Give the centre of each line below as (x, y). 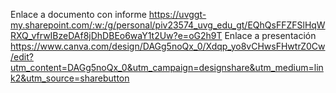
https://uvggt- (177, 14)
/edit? (22, 57)
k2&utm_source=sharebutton (70, 78)
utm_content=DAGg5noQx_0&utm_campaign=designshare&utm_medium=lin (167, 67)
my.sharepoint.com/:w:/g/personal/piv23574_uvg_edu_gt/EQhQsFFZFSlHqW (168, 25)
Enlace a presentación (270, 35)
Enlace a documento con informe (78, 14)
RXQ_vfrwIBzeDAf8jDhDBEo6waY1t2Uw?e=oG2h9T (116, 35)
